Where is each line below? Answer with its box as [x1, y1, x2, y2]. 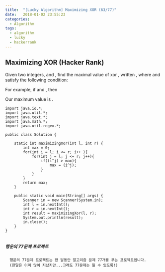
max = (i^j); [49, 163, 77, 168]
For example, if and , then [5, 86, 58, 92]
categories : [5, 16, 30, 21]
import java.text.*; [5, 114, 48, 120]
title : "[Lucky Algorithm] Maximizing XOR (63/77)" [5, 7, 117, 12]
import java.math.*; [5, 119, 48, 124]
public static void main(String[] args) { [14, 193, 103, 198]
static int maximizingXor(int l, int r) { [14, 141, 103, 146]
